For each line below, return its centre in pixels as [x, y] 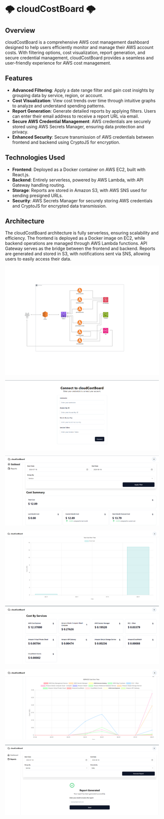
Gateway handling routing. [39, 185]
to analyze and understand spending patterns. [59, 106]
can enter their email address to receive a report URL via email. [75, 116]
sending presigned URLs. [38, 195]
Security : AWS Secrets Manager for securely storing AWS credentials [82, 200]
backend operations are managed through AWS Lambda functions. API [76, 243]
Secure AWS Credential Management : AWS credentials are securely [82, 121]
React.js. [21, 174]
